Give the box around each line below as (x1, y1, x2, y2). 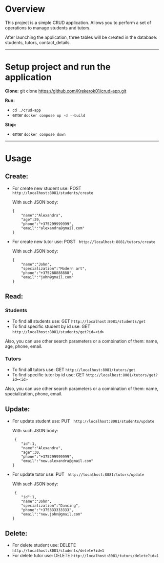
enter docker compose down (12, 131, 66, 137)
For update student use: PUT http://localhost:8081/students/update (12, 418, 155, 424)
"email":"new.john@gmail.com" (21, 512, 82, 516)
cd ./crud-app (12, 108, 41, 113)
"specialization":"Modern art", (21, 266, 87, 271)
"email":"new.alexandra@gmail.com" (21, 458, 94, 464)
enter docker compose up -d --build (12, 112, 85, 118)
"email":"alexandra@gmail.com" (21, 225, 85, 231)
